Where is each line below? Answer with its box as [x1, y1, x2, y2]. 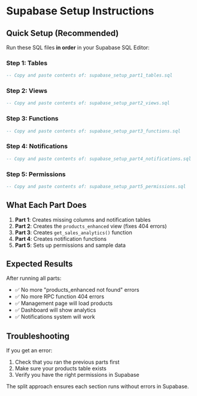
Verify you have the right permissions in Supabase [14, 371, 140, 379]
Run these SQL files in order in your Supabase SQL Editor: [6, 44, 150, 51]
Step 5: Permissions [6, 170, 66, 178]
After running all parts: [6, 274, 62, 282]
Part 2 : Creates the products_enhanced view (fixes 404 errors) [14, 222, 167, 229]
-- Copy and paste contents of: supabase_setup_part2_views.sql [6, 100, 170, 106]
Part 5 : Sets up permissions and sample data [14, 241, 126, 249]
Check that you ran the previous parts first [14, 358, 120, 366]
